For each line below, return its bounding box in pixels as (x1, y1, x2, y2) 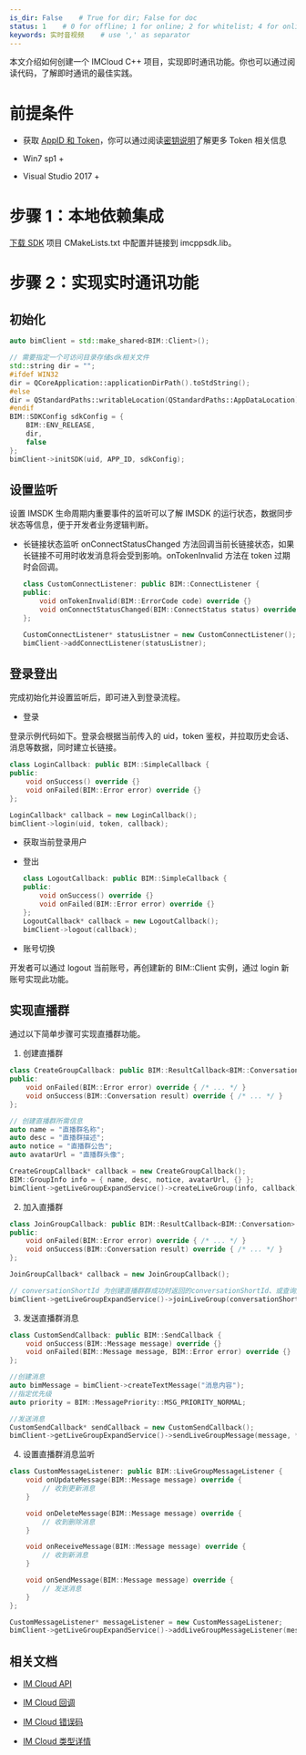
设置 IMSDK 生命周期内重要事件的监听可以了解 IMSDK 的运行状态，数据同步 (9, 508, 293, 519)
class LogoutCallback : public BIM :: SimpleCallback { (22, 874, 228, 884)
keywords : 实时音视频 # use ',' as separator (9, 30, 191, 39)
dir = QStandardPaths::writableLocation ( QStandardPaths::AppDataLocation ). (9, 395, 303, 405)
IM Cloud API (22, 1678, 73, 1689)
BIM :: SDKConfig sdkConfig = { (9, 412, 125, 422)
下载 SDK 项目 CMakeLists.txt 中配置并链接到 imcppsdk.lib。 (9, 238, 237, 249)
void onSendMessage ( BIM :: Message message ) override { (25, 1575, 234, 1586)
